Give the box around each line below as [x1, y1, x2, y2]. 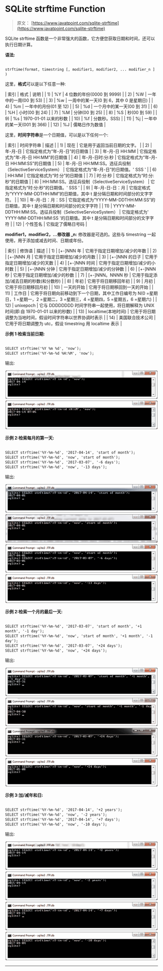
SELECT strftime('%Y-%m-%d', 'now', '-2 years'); [5, 812, 108, 817]
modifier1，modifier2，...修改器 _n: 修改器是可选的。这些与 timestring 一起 [5, 231, 156, 237]
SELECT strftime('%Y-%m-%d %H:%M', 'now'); [5, 351, 95, 356]
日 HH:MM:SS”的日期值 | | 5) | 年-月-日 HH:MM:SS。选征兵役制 [5, 160, 131, 166]
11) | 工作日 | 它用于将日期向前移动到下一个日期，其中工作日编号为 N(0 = [5, 290, 149, 296]
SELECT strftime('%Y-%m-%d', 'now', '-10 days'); [5, 822, 108, 827]
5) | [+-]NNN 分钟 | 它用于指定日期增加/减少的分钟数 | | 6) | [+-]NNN [20, 266, 156, 272]
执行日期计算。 [5, 41, 35, 47]
